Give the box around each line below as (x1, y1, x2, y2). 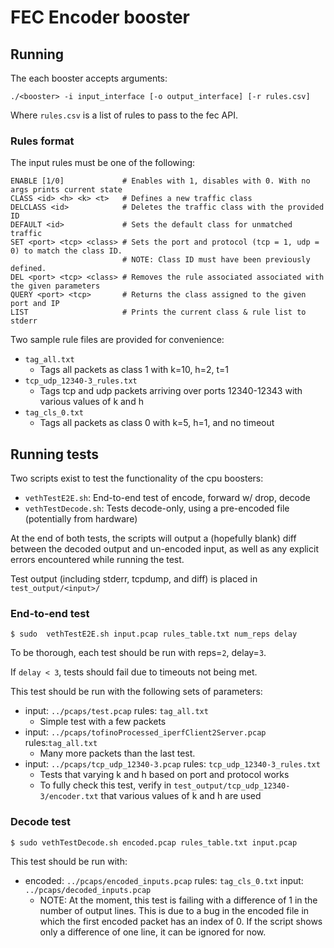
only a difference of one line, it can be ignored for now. (39, 926, 267, 938)
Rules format (10, 134, 75, 148)
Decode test (10, 815, 71, 829)
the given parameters (10, 281, 101, 291)
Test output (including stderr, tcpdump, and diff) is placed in (10, 573, 258, 585)
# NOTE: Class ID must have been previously (121, 255, 311, 265)
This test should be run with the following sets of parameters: (10, 686, 263, 698)
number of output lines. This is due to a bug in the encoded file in (39, 904, 310, 916)
